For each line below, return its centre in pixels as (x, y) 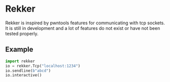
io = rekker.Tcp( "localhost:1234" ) (43, 66)
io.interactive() (24, 75)
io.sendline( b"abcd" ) (28, 71)
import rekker (20, 61)
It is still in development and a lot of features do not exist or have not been (83, 28)
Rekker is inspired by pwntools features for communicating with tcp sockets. (85, 23)
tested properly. (22, 33)
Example (19, 49)
